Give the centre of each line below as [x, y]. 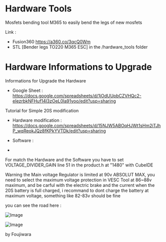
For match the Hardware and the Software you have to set [65, 160]
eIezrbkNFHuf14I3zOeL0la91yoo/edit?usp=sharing [64, 101]
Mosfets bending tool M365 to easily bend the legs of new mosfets [74, 22]
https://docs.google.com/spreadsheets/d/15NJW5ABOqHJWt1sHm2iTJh [86, 125]
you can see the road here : [33, 205]
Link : [11, 32]
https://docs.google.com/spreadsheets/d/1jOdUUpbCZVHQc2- [77, 95]
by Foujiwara [18, 234]
